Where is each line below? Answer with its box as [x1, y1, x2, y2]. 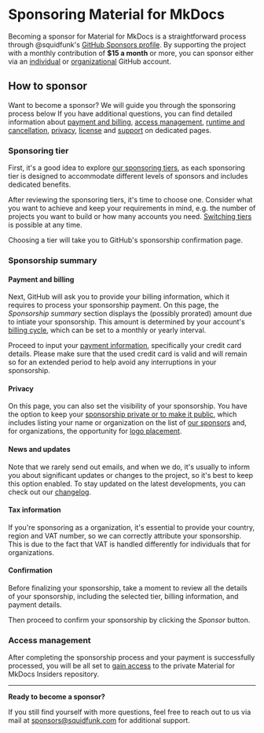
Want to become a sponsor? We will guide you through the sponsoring [8, 100, 236, 109]
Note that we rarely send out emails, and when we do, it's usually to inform [8, 462, 250, 472]
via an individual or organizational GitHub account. [8, 57, 171, 66]
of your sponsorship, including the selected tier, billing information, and [8, 591, 239, 601]
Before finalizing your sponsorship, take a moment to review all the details [8, 583, 247, 592]
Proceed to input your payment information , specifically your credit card [8, 341, 242, 350]
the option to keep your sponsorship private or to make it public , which [8, 409, 237, 419]
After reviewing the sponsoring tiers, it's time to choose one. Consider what [8, 195, 253, 205]
